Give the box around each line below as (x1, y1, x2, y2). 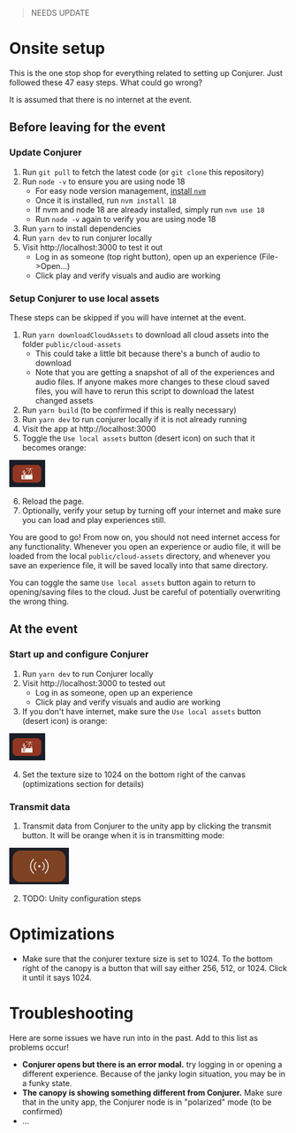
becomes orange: (21, 442, 87, 452)
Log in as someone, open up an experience (34, 687, 194, 698)
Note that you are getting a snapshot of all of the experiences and (34, 366, 276, 377)
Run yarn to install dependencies (21, 223, 141, 234)
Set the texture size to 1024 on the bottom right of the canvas (21, 769, 246, 780)
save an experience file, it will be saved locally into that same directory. (9, 559, 269, 570)
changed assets (34, 395, 94, 405)
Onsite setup (9, 39, 106, 58)
